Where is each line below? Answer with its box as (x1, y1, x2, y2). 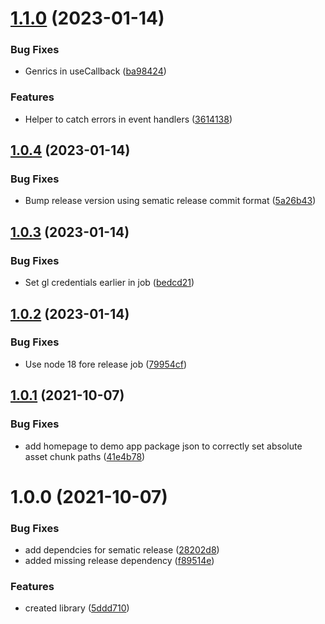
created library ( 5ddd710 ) (24, 602, 130, 614)
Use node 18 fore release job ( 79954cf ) (24, 358, 188, 370)
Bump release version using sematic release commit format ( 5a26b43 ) (24, 195, 317, 207)
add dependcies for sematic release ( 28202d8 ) (24, 544, 220, 556)
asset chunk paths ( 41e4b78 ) (24, 450, 146, 462)
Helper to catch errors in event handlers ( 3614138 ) (24, 113, 233, 125)
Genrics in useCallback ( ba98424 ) (24, 65, 167, 77)
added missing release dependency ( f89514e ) (24, 555, 215, 567)
